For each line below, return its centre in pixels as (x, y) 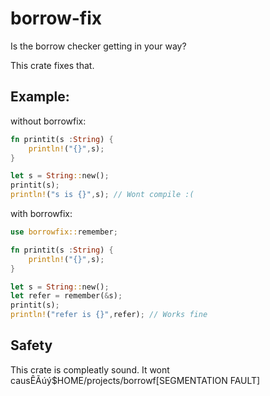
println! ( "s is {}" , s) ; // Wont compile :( (102, 195)
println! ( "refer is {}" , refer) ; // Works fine (109, 315)
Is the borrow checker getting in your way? (98, 46)
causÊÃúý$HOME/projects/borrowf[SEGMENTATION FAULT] (135, 380)
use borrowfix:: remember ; (64, 232)
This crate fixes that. (52, 65)
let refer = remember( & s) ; (66, 296)
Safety (31, 345)
